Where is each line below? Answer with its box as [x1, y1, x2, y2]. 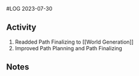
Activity [6, 22, 37, 32]
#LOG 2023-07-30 [6, 5, 53, 12]
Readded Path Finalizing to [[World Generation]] [14, 38, 134, 45]
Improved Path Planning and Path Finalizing [14, 44, 123, 51]
